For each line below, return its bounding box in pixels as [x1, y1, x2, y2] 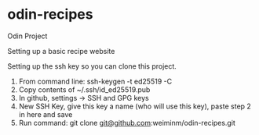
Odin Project [7, 31, 48, 41]
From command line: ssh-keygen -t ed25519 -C [18, 76, 173, 86]
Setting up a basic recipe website [7, 46, 115, 55]
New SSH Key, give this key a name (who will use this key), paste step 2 [18, 101, 252, 111]
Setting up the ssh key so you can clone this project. [7, 61, 177, 71]
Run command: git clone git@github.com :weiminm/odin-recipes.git [18, 118, 236, 127]
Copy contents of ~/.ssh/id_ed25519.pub [18, 84, 151, 94]
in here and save [18, 109, 73, 119]
